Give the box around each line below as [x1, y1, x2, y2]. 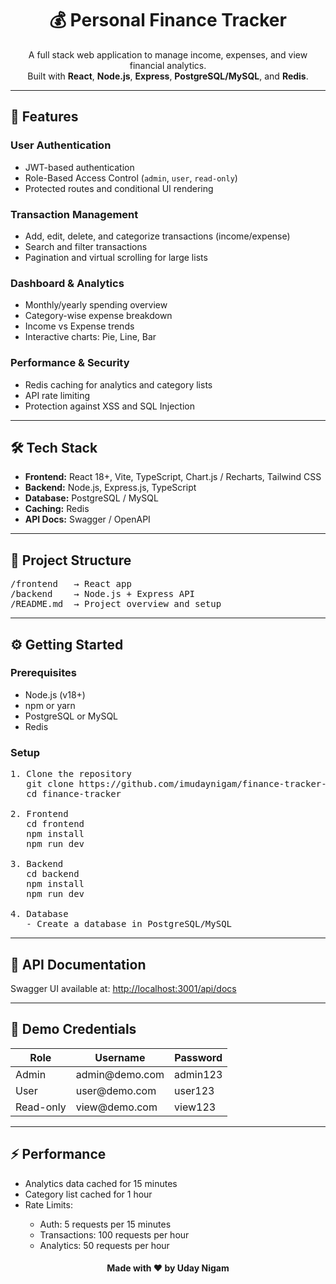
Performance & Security [10, 356, 130, 370]
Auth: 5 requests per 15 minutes [39, 1218, 172, 1230]
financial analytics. [129, 59, 207, 71]
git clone [26, 778, 75, 790]
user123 [174, 1083, 215, 1097]
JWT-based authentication [24, 161, 135, 173]
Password [174, 1050, 223, 1064]
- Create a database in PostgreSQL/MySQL [26, 918, 233, 930]
